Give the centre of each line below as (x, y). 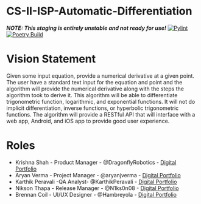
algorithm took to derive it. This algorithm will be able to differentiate (92, 95)
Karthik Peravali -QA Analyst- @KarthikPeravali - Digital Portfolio (96, 182)
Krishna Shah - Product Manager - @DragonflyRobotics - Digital (96, 162)
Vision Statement (51, 59)
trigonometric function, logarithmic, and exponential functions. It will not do (101, 101)
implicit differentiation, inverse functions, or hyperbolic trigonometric (93, 108)
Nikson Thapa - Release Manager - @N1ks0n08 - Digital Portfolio (97, 188)
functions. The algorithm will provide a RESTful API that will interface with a (101, 114)
